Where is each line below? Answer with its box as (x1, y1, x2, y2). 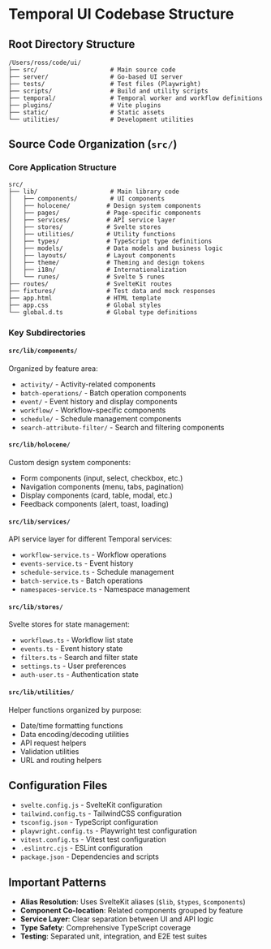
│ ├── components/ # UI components (8, 194, 165, 203)
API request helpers (19, 738, 87, 748)
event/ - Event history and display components (19, 396, 178, 406)
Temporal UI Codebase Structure (8, 5, 234, 24)
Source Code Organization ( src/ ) (8, 137, 178, 151)
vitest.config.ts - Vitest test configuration (19, 835, 166, 844)
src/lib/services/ (8, 517, 71, 526)
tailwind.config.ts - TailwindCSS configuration (19, 809, 183, 818)
